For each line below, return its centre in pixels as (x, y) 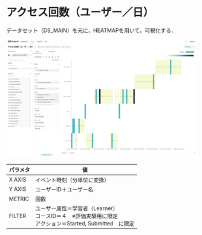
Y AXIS (18, 189)
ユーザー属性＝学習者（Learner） (77, 208)
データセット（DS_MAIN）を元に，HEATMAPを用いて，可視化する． (92, 30)
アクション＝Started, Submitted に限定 (85, 223)
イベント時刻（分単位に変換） (73, 180)
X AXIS (18, 180)
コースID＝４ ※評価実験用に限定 (77, 216)
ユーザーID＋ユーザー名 (64, 189)
